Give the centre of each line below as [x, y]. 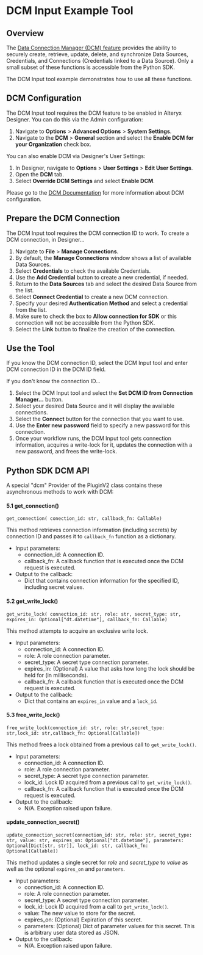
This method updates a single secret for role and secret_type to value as [97, 863]
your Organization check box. [53, 144]
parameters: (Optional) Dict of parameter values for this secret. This [109, 926]
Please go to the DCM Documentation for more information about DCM [95, 192]
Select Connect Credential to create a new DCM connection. [92, 297]
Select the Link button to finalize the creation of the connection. [95, 329]
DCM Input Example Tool [70, 11]
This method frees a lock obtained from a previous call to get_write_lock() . [101, 744]
